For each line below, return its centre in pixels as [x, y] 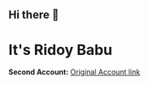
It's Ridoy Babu [60, 50]
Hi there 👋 [34, 15]
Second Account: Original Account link [74, 72]
